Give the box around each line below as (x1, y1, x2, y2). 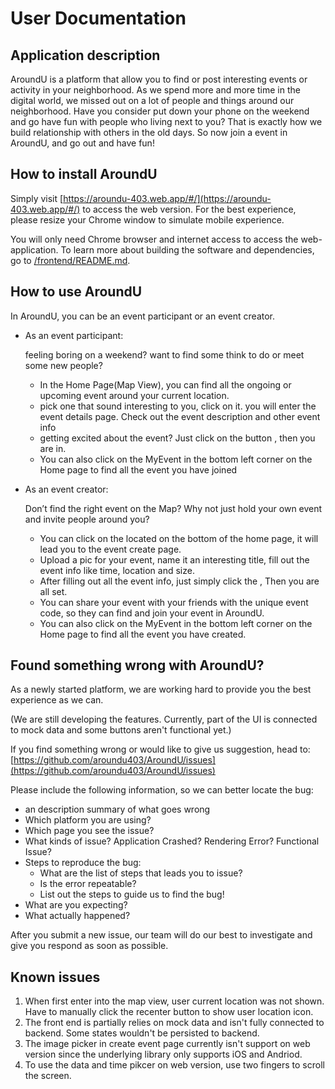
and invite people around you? (24, 513, 150, 525)
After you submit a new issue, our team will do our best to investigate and (10, 929, 313, 941)
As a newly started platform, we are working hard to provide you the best (10, 683, 312, 696)
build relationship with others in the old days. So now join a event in (10, 127, 288, 138)
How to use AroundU (10, 283, 143, 301)
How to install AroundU (10, 166, 158, 183)
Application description (10, 47, 161, 64)
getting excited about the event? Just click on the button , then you (39, 432, 316, 444)
